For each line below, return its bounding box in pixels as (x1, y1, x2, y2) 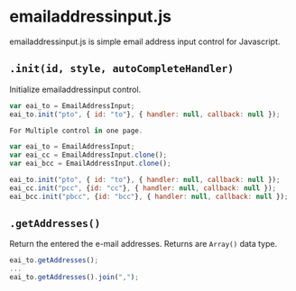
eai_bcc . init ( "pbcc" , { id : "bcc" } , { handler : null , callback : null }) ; (9, 192, 289, 201)
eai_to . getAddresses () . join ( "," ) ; (9, 273, 140, 282)
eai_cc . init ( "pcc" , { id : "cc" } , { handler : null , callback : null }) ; (9, 183, 277, 193)
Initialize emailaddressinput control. (9, 84, 142, 95)
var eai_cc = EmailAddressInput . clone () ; (9, 150, 168, 159)
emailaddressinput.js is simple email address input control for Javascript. (9, 36, 281, 47)
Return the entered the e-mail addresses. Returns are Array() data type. (9, 239, 278, 250)
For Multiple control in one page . (9, 126, 143, 135)
